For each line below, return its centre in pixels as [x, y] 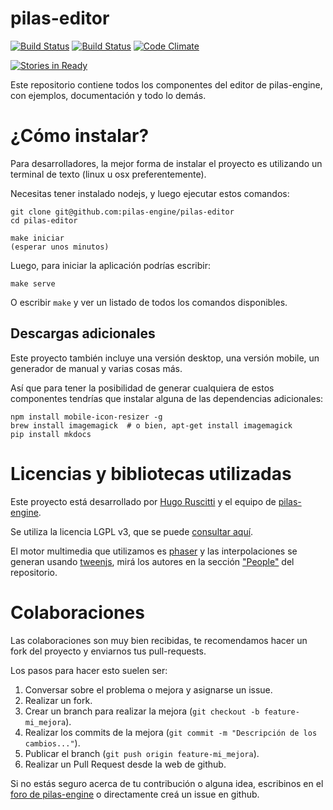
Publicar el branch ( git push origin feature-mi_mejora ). [142, 753]
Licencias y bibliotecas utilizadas [151, 473]
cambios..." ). [52, 743]
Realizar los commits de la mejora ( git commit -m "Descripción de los [171, 732]
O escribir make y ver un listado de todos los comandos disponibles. [149, 302]
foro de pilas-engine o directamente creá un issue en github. [135, 794]
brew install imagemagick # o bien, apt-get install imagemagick [151, 425]
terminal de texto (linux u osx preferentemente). [108, 174]
